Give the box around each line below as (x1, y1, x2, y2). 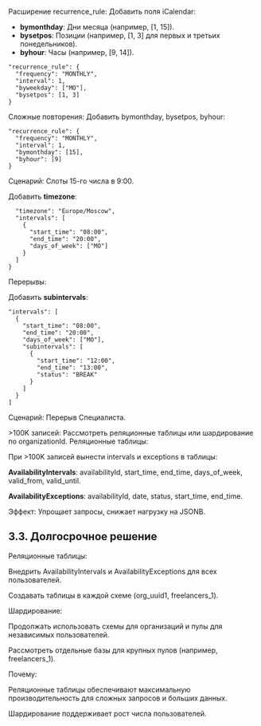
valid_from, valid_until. (8, 476, 81, 485)
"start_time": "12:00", (37, 357, 115, 365)
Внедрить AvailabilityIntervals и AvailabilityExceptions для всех (8, 566, 217, 576)
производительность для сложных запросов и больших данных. (8, 693, 228, 703)
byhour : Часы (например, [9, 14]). (19, 48, 134, 57)
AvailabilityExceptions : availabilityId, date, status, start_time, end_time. (8, 491, 243, 501)
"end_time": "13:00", (37, 364, 109, 372)
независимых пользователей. (8, 629, 110, 639)
